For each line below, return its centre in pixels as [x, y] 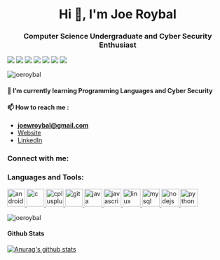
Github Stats [26, 233]
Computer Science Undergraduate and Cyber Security [118, 36]
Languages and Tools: [46, 177]
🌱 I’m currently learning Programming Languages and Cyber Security [110, 91]
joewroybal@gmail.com [53, 125]
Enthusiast [118, 45]
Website [29, 133]
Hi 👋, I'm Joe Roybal [118, 14]
